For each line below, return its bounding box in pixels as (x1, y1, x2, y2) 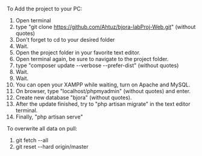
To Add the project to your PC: (7, 5, 83, 12)
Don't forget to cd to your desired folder (15, 36, 115, 43)
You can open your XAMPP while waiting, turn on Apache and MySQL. (15, 81, 191, 88)
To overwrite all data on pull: (7, 125, 78, 132)
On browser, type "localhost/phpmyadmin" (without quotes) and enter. (15, 88, 191, 94)
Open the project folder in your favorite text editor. (15, 49, 141, 56)
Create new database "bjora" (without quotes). (15, 94, 132, 101)
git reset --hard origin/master (15, 143, 89, 150)
